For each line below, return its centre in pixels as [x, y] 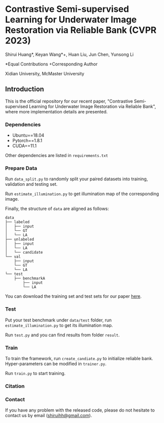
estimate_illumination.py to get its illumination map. [59, 325]
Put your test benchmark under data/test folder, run [59, 320]
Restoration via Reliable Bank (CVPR [81, 30]
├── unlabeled [20, 239]
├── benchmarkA [30, 278]
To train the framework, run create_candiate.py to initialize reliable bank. [79, 358]
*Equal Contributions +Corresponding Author [51, 64]
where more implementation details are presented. [56, 111]
